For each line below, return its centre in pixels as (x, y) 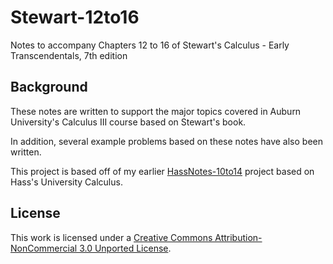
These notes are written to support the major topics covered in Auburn (156, 111)
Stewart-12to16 (75, 17)
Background (49, 87)
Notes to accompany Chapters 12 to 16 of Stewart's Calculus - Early (150, 45)
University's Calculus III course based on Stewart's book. (128, 122)
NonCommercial (44, 248)
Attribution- (238, 237)
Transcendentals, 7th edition (69, 55)
